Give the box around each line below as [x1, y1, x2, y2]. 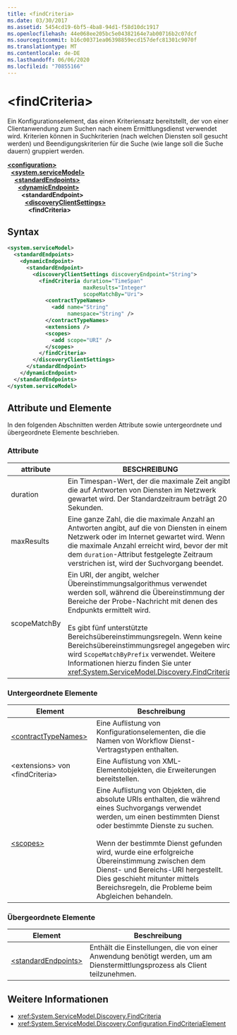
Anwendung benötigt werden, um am [89, 952, 212, 962]
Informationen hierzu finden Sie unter [67, 658, 192, 668]
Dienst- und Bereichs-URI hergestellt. [96, 865, 224, 875]
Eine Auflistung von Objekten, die [96, 786, 207, 796]
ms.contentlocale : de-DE [7, 50, 80, 57]
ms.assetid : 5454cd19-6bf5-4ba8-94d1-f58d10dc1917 [7, 23, 159, 30]
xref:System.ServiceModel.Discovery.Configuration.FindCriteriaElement [17, 1019, 226, 1028]
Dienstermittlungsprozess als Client [89, 960, 207, 970]
